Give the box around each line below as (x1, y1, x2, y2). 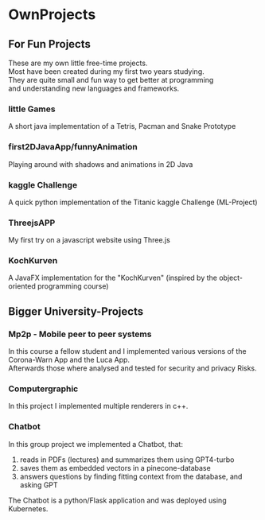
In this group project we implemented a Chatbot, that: (8, 439, 183, 448)
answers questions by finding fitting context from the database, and (19, 471, 243, 481)
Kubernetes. (8, 503, 49, 514)
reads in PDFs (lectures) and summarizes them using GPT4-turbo (19, 455, 235, 464)
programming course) (37, 281, 109, 291)
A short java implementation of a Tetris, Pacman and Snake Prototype (8, 122, 236, 131)
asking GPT (19, 479, 58, 490)
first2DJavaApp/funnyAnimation (8, 142, 138, 153)
